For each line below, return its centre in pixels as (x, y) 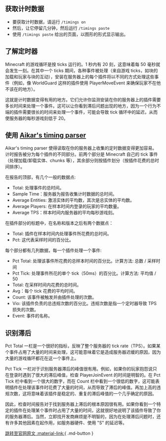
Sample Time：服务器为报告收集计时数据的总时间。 (64, 194)
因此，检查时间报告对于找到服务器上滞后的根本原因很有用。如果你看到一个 (81, 404)
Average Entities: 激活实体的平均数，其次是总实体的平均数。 (73, 200)
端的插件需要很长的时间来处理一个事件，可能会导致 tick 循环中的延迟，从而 (82, 112)
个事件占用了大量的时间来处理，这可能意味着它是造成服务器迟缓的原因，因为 (83, 352)
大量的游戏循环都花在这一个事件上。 (42, 358)
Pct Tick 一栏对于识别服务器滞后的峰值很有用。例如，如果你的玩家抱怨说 (79, 369)
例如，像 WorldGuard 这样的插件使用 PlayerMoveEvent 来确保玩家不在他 (87, 83)
